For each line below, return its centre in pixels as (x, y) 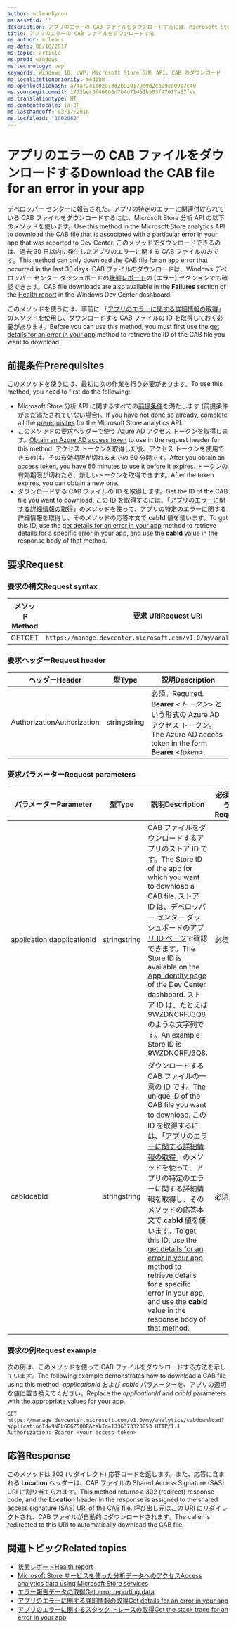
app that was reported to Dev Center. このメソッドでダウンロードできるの (114, 243)
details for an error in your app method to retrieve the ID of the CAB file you (116, 334)
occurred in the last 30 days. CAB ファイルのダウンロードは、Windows (110, 269)
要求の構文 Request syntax (53, 586)
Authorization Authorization (55, 723)
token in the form (179, 744)
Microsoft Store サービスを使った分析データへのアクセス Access (110, 1575)
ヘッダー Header (55, 680)
